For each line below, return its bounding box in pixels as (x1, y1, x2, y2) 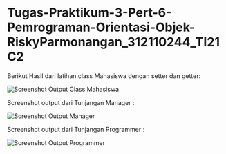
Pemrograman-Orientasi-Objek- (7, 19, 196, 35)
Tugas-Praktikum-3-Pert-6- (7, 5, 172, 21)
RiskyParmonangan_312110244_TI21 (7, 35, 220, 50)
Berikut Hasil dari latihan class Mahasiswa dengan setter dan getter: (7, 71, 201, 80)
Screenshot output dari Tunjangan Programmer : (7, 125, 145, 133)
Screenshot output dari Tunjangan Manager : (7, 98, 135, 106)
